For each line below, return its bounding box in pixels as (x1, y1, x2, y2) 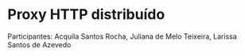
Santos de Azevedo (7, 39, 72, 49)
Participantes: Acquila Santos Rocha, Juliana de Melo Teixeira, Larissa (7, 32, 238, 41)
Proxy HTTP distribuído (7, 6, 165, 24)
